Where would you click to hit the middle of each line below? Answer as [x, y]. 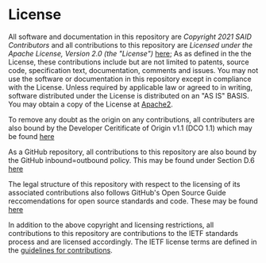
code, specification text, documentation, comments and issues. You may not [133, 70]
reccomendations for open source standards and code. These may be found [133, 201]
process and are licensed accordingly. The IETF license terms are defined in [133, 242]
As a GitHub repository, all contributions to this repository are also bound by [132, 152]
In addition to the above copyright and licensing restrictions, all [111, 225]
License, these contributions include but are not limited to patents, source [129, 62]
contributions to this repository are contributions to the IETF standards [123, 233]
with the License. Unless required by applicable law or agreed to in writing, [130, 87]
